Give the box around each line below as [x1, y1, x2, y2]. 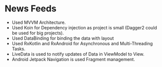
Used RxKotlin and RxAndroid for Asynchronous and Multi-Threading [11, 40, 153, 46]
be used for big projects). [11, 30, 64, 36]
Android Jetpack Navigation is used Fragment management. [11, 56, 135, 62]
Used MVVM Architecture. [11, 19, 66, 25]
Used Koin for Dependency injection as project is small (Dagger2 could [11, 24, 158, 30]
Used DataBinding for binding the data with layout [11, 35, 114, 41]
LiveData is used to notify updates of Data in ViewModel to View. [11, 51, 145, 57]
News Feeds [4, 3, 57, 14]
